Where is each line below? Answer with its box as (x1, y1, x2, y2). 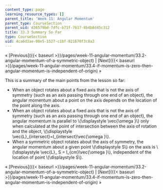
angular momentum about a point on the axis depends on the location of (12, 97, 157, 103)
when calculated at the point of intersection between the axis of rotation (12, 123, 157, 129)
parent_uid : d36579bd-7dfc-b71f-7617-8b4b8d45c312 (5, 25, 110, 30)
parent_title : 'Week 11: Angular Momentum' (5, 16, 95, 21)
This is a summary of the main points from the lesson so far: (5, 77, 126, 83)
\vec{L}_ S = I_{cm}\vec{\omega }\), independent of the (40, 149, 152, 155)
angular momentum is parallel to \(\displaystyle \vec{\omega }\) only (12, 118, 149, 124)
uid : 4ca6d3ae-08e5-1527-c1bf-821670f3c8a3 (5, 39, 95, 44)
